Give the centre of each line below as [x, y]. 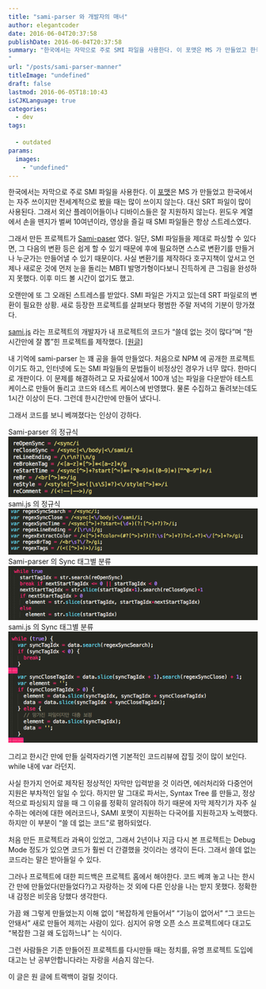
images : [28, 159]
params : [21, 151]
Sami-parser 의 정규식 [43, 432]
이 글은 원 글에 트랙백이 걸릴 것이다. [63, 976]
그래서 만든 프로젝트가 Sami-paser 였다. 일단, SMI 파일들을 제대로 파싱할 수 [125, 239]
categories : [28, 109]
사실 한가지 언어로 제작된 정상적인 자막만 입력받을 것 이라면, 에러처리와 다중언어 [131, 783]
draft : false [30, 83]
